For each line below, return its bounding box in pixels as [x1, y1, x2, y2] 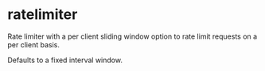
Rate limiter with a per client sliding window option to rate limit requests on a [7, 32, 258, 41]
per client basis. [7, 39, 60, 49]
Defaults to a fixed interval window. [7, 55, 123, 65]
